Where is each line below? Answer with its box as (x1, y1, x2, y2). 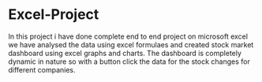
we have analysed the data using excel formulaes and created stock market (8, 39, 254, 49)
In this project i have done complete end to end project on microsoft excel (8, 32, 249, 41)
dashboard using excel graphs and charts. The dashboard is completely (8, 48, 242, 58)
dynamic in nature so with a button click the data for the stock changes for (8, 57, 250, 66)
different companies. (8, 65, 76, 74)
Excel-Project (8, 6, 99, 24)
